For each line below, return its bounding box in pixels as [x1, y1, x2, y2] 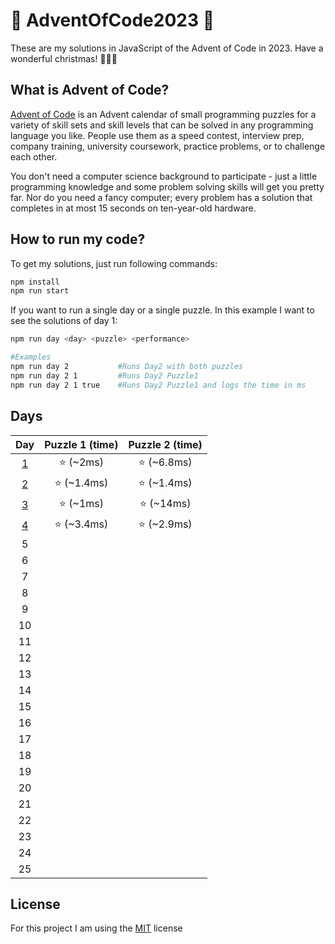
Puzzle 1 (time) [44, 437, 119, 451]
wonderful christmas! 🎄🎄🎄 [10, 52, 118, 64]
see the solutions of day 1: [10, 315, 118, 327]
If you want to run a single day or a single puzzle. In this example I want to [10, 304, 315, 316]
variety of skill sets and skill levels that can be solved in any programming [10, 119, 314, 131]
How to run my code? [10, 231, 146, 248]
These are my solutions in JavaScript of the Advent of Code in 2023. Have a [10, 42, 324, 54]
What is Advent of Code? [10, 82, 170, 99]
